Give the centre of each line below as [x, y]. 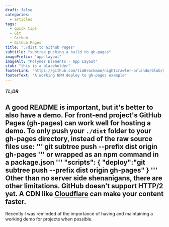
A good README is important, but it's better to [79, 107]
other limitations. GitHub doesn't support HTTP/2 [84, 186]
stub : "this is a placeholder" [38, 66]
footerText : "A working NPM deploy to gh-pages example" [66, 75]
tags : [11, 24]
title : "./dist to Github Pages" [40, 47]
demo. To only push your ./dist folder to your [78, 131]
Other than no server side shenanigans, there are [84, 178]
